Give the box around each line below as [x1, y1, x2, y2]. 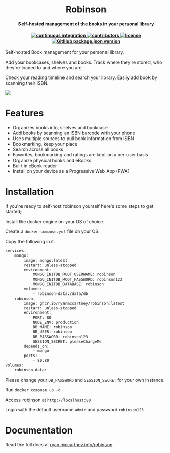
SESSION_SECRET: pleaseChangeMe [32, 339, 102, 344]
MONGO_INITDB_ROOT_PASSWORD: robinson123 [32, 277, 123, 282]
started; [5, 209, 22, 215]
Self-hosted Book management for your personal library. [5, 49, 124, 55]
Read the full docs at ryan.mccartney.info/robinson [5, 441, 113, 447]
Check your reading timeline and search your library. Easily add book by [5, 74, 157, 81]
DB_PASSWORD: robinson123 [32, 334, 88, 339]
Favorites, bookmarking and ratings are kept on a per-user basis [12, 152, 148, 158]
